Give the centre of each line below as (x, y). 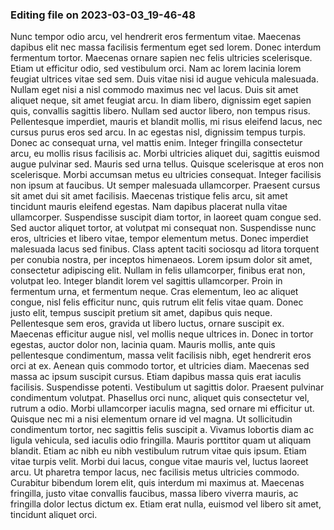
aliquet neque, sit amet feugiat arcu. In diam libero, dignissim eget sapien (161, 100)
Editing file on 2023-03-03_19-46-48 (103, 15)
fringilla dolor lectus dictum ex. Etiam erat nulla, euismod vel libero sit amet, (166, 504)
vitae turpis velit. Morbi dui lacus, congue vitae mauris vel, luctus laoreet (159, 462)
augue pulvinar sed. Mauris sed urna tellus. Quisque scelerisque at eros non (167, 164)
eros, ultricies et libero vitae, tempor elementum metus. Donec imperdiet (159, 239)
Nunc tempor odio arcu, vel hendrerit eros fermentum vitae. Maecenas (156, 37)
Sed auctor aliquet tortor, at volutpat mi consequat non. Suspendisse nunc (163, 228)
